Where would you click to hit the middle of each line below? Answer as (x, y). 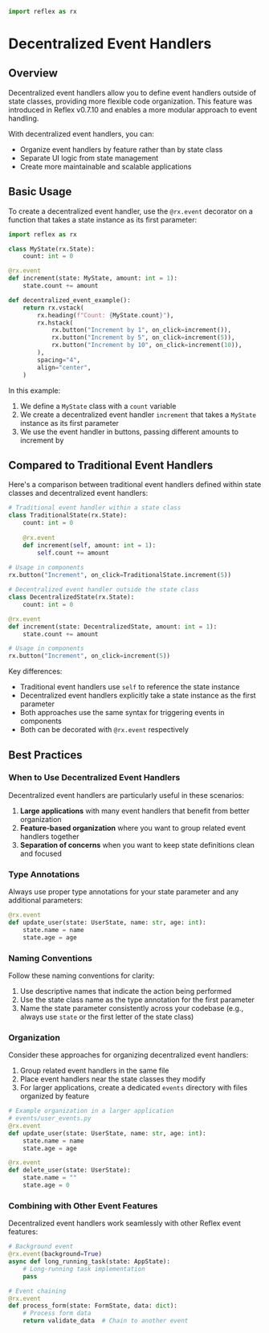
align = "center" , (64, 367)
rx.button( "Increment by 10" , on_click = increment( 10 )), (147, 346)
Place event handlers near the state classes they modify (113, 1079)
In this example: (35, 390)
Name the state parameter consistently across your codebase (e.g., (131, 1008)
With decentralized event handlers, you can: (81, 133)
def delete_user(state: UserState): (69, 1170)
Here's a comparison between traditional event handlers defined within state (135, 485)
